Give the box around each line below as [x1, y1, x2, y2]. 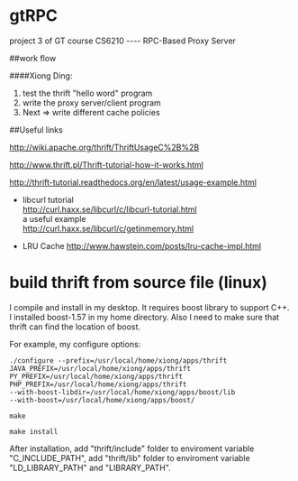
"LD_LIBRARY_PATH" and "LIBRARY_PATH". [9, 462, 171, 473]
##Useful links [9, 124, 63, 135]
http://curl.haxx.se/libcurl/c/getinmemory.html [22, 223, 194, 234]
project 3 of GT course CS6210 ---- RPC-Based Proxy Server [9, 35, 237, 46]
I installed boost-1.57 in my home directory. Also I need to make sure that [9, 311, 280, 322]
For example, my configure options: [9, 338, 141, 349]
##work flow [9, 52, 57, 63]
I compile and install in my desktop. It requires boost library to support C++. [9, 301, 290, 312]
